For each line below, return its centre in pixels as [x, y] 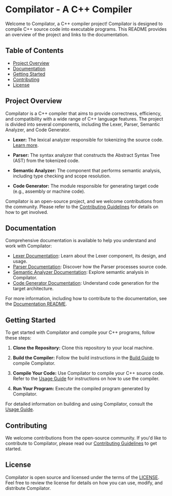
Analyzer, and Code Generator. [38, 130]
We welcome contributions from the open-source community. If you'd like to [86, 438]
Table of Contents [35, 51]
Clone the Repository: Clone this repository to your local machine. [83, 348]
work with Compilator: [29, 246]
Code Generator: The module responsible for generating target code [86, 186]
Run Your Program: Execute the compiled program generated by [81, 389]
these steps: [18, 338]
